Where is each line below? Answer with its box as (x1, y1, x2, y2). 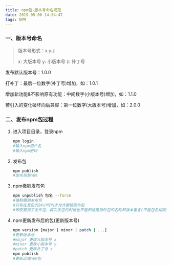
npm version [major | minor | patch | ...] (12, 227, 107, 233)
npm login (12, 139, 34, 144)
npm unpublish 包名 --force (12, 193, 72, 198)
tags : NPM (5, 17, 27, 22)
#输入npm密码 (12, 148, 37, 153)
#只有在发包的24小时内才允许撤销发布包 (12, 203, 85, 208)
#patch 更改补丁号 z (12, 247, 53, 252)
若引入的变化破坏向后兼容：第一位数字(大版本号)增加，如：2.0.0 (5, 102, 141, 108)
